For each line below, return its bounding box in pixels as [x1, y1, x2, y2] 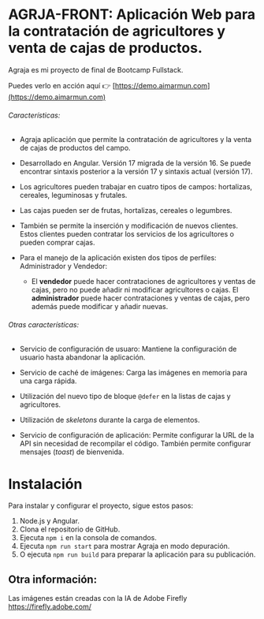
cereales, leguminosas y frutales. [19, 191, 128, 200]
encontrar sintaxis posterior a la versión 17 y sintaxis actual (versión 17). [19, 167, 253, 177]
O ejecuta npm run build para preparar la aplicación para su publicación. [19, 550, 256, 559]
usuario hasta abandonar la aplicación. [19, 352, 146, 362]
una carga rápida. [19, 376, 77, 386]
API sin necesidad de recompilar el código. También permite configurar [19, 439, 251, 449]
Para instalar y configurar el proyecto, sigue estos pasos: [8, 501, 194, 510]
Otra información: [8, 572, 97, 586]
